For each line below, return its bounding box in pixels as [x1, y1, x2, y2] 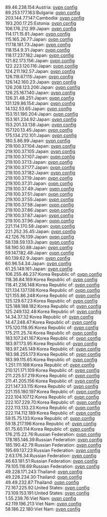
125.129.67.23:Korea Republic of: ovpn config [5, 298, 97, 303]
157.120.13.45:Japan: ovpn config [5, 127, 73, 133]
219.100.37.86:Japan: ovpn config [5, 207, 74, 213]
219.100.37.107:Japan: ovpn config [5, 154, 75, 160]
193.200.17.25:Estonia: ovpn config [5, 20, 76, 26]
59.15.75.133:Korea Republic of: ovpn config [5, 416, 95, 421]
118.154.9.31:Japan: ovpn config [5, 47, 70, 53]
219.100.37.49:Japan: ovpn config [5, 186, 74, 191]
